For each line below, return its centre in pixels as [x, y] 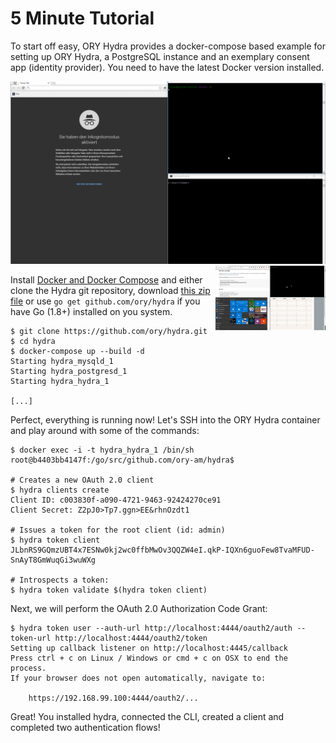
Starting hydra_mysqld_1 [62, 362]
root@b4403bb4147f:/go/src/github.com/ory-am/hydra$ [122, 460]
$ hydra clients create [60, 490]
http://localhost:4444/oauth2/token [131, 638]
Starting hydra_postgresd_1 [69, 372]
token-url [31, 638]
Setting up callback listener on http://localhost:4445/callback [149, 648]
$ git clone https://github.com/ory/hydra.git [109, 332]
